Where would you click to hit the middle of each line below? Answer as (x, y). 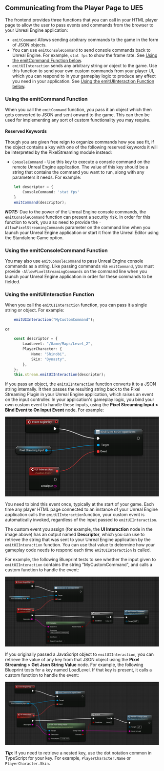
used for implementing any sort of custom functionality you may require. (78, 120)
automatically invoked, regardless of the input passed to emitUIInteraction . (81, 520)
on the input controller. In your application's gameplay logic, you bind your (80, 399)
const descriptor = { (36, 339)
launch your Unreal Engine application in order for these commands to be (79, 277)
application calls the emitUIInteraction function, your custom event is (75, 515)
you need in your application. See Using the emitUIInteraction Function (83, 81)
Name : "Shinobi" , (49, 354)
